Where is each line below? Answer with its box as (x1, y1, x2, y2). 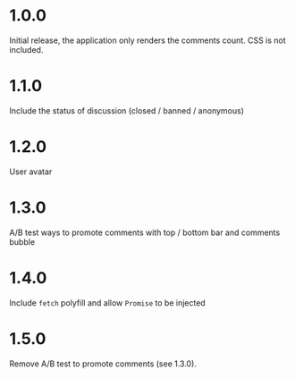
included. (9, 44, 44, 55)
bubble (9, 236, 36, 247)
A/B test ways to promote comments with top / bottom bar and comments (9, 227, 281, 238)
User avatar (9, 166, 53, 177)
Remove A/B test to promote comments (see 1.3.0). (9, 358, 197, 369)
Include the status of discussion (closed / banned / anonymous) (9, 105, 244, 116)
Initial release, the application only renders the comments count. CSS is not (9, 35, 286, 46)
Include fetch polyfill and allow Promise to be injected (9, 297, 206, 308)
